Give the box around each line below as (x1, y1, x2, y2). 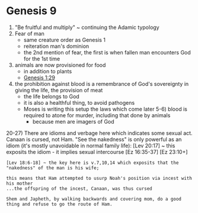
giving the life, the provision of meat (14, 86, 103, 93)
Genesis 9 (6, 4, 57, 18)
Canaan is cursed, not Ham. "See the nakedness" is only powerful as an (6, 135, 182, 143)
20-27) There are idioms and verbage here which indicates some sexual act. (6, 129, 193, 137)
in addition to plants (23, 67, 72, 75)
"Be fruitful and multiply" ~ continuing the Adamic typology (14, 24, 159, 31)
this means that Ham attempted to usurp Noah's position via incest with (6, 175, 193, 181)
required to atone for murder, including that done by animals (23, 111, 171, 119)
